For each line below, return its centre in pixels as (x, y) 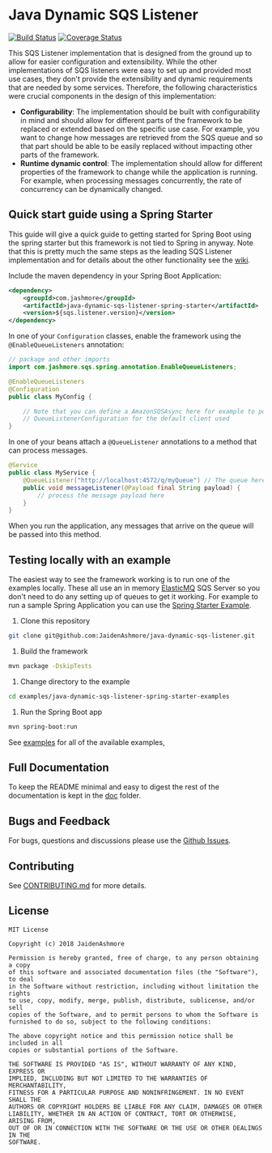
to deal (21, 979)
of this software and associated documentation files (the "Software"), (134, 972)
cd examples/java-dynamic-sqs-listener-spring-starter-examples (119, 696)
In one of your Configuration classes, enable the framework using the (125, 336)
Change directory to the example (75, 681)
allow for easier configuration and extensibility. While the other (113, 62)
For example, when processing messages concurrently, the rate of (131, 181)
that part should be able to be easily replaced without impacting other (136, 146)
